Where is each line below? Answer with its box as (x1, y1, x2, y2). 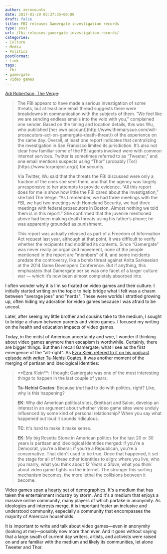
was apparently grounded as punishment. (17, 221, 103, 227)
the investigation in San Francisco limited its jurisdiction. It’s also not (17, 142, 158, 148)
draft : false (5, 16, 32, 21)
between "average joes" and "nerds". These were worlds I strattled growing (5, 293, 161, 299)
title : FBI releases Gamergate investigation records (5, 21, 120, 26)
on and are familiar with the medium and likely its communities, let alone (5, 539, 153, 545)
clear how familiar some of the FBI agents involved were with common (17, 147, 162, 153)
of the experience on (114, 132, 157, 138)
